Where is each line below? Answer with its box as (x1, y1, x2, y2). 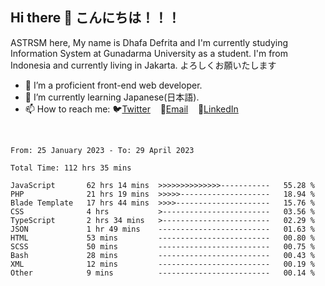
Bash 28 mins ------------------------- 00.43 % (10, 250, 315, 260)
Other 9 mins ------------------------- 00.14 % (10, 268, 315, 278)
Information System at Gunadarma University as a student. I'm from (10, 47, 289, 59)
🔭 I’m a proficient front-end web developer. (24, 79, 203, 91)
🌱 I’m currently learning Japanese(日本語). (24, 91, 200, 103)
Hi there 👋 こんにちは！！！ (10, 9, 181, 27)
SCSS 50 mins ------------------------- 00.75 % (10, 241, 315, 252)
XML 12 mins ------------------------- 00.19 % (10, 259, 315, 269)
